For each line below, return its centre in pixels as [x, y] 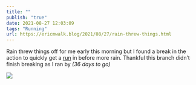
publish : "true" [27, 17]
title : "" [19, 12]
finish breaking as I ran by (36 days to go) [58, 65]
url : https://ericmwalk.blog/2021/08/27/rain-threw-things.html [89, 34]
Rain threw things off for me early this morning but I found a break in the [96, 51]
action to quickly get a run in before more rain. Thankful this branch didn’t [98, 58]
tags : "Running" [27, 29]
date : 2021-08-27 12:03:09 [40, 23]
